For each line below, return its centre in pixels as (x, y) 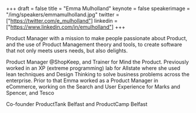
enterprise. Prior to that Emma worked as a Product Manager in (82, 80)
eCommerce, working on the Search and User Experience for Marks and (93, 86)
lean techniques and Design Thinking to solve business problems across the (98, 74)
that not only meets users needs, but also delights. (67, 51)
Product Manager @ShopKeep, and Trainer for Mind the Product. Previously (97, 62)
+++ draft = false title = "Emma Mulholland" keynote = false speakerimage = (98, 8)
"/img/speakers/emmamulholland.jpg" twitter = (63, 15)
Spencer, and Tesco (30, 93)
